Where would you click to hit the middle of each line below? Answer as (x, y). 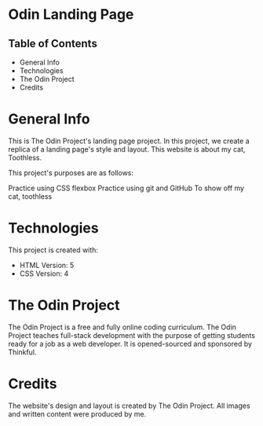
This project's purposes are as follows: (71, 173)
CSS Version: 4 (44, 274)
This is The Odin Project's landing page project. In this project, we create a (129, 141)
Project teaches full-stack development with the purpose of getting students (131, 335)
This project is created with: (53, 250)
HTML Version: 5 (47, 265)
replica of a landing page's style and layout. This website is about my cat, (127, 149)
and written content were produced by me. (77, 413)
